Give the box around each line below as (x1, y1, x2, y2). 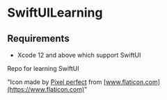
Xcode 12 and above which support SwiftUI (17, 51, 141, 59)
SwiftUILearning (7, 5, 103, 21)
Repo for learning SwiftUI (7, 65, 80, 72)
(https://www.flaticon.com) (7, 85, 85, 93)
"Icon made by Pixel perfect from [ (7, 78, 106, 86)
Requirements (7, 33, 70, 44)
